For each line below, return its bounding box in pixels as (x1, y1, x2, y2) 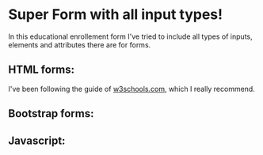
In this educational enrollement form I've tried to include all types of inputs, (8, 32, 253, 41)
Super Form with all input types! (8, 6, 223, 24)
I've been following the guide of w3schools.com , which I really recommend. (8, 84, 255, 93)
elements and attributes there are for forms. (8, 40, 151, 49)
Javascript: (8, 134, 66, 147)
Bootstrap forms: (8, 107, 94, 120)
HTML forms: (8, 63, 75, 77)
